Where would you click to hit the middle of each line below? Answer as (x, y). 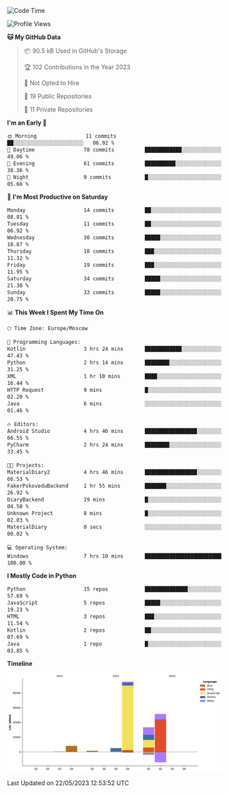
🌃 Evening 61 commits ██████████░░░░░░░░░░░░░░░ (114, 164)
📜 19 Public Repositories (58, 96)
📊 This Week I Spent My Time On (55, 312)
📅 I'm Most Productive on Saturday (57, 197)
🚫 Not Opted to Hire (52, 83)
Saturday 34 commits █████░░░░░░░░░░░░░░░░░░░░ (114, 279)
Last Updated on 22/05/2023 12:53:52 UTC (68, 783)
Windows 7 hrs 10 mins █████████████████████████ (114, 556)
